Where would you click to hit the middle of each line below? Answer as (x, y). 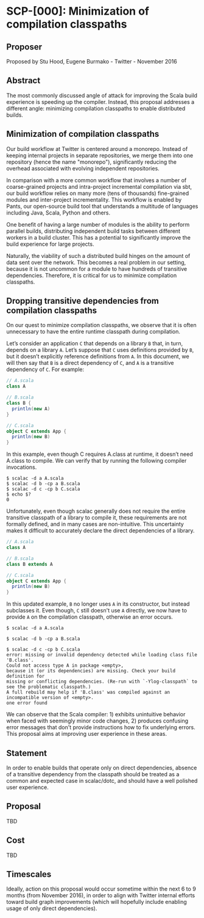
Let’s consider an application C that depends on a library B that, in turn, (95, 343)
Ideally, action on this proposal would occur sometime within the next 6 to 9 (101, 889)
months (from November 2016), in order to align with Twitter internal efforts (101, 895)
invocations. (22, 467)
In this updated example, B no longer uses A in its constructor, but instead (98, 604)
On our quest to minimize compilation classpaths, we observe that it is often (101, 325)
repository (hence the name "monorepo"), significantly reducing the (91, 162)
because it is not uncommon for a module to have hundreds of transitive (97, 269)
